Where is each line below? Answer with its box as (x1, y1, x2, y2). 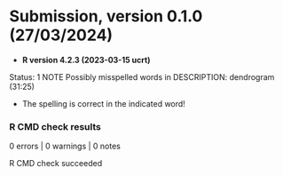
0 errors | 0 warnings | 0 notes (9, 140, 122, 152)
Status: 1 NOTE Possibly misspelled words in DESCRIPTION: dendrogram (9, 71, 275, 82)
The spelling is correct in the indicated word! (21, 98, 186, 108)
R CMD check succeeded (9, 158, 103, 169)
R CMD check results (9, 120, 102, 132)
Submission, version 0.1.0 (9, 6, 203, 27)
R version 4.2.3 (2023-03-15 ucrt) (21, 54, 151, 65)
